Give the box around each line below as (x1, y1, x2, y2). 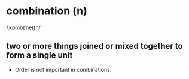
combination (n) (6, 4, 88, 18)
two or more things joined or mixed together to (6, 41, 184, 51)
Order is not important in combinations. (14, 66, 112, 73)
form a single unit (6, 50, 73, 61)
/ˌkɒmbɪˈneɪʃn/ (6, 24, 41, 31)
